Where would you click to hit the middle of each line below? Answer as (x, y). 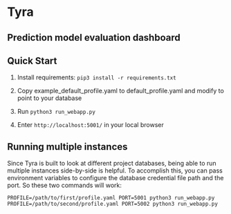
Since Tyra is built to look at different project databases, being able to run (112, 164)
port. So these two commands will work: (65, 185)
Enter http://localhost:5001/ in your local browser (90, 125)
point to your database (49, 98)
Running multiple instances (67, 147)
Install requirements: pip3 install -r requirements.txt (96, 77)
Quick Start (32, 60)
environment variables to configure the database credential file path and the (115, 178)
